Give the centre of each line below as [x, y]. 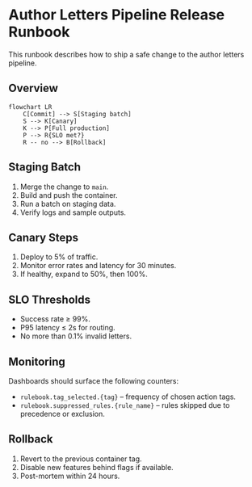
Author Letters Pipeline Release [116, 15]
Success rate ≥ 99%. [55, 319]
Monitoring [37, 361]
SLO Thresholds [50, 299]
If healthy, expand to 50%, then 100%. [84, 274]
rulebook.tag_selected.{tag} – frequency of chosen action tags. [128, 397]
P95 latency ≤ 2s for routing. [67, 328]
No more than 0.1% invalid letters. [76, 336]
